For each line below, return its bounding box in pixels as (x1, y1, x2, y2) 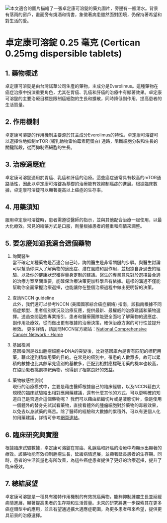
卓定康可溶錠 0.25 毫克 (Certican (5, 37, 141, 48)
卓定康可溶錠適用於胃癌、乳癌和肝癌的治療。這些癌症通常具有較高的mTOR (5, 174, 157, 180)
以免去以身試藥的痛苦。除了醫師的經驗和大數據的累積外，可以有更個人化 (12, 409, 161, 415)
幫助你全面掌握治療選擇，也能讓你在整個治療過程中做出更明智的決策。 (12, 284, 157, 291)
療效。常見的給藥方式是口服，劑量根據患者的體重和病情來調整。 (13, 223, 145, 229)
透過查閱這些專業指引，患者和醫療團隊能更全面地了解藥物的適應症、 (21, 314, 161, 319)
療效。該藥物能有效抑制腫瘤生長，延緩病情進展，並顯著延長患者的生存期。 (5, 451, 158, 457)
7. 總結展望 (5, 479, 38, 488)
